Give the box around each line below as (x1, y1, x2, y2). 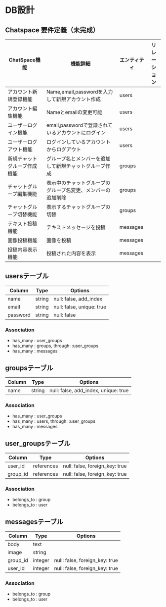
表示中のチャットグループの (46, 179, 111, 186)
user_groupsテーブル (5, 439, 71, 448)
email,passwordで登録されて (46, 122, 113, 129)
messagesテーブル (5, 517, 63, 526)
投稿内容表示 (7, 246, 38, 253)
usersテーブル (5, 272, 49, 280)
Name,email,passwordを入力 (46, 89, 113, 95)
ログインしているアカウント (46, 139, 111, 145)
